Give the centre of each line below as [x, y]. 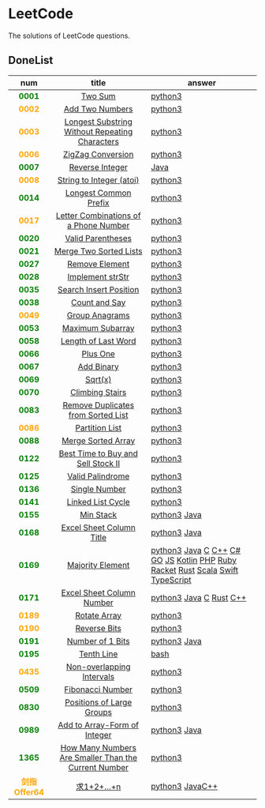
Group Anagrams [98, 315]
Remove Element [98, 264]
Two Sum [98, 96]
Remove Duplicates [99, 405]
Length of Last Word [98, 340]
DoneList [31, 60]
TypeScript [171, 580]
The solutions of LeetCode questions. [69, 36]
